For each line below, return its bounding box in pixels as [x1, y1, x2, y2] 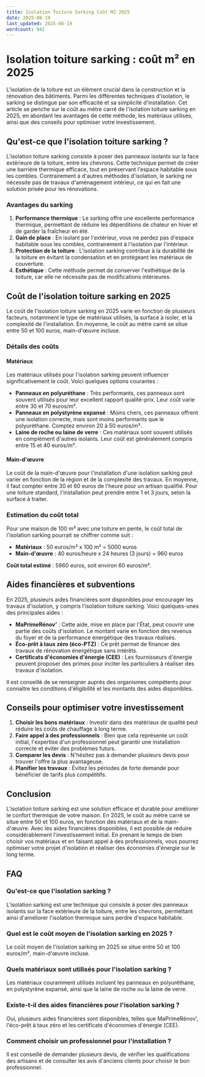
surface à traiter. [6, 496, 48, 503]
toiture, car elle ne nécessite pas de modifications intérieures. [15, 273, 171, 281]
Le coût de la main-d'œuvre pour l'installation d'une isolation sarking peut [6, 469, 193, 476]
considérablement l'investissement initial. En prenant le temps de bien [6, 831, 182, 839]
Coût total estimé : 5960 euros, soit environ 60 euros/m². [6, 561, 152, 569]
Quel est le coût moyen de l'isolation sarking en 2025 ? [6, 929, 173, 938]
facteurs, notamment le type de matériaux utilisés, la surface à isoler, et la [6, 314, 193, 321]
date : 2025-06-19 [6, 15, 51, 21]
